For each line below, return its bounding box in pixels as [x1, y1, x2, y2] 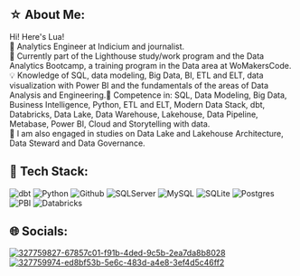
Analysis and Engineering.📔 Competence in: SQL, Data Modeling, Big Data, [9, 90, 287, 100]
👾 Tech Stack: [9, 164, 89, 179]
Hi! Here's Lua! [9, 31, 65, 42]
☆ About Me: [9, 7, 86, 23]
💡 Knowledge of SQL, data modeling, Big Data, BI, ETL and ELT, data [9, 70, 264, 81]
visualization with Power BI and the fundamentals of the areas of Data [9, 80, 269, 90]
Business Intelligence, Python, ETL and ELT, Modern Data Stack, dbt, [9, 99, 266, 109]
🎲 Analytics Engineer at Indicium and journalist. [9, 41, 185, 52]
